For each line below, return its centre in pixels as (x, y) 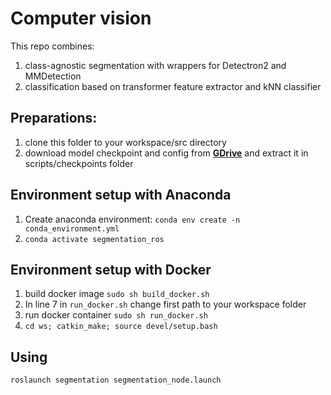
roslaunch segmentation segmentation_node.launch (116, 380)
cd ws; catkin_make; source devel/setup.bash (121, 327)
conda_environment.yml (72, 228)
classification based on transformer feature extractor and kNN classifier (173, 86)
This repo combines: (52, 46)
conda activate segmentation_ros (94, 239)
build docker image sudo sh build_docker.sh (117, 294)
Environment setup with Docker (111, 269)
